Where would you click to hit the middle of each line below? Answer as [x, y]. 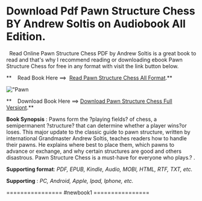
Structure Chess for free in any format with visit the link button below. [93, 66]
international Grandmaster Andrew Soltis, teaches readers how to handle [96, 138]
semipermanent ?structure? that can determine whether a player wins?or [96, 125]
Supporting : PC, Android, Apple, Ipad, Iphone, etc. [70, 181]
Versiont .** [20, 107]
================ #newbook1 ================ [78, 192]
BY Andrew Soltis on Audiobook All [96, 24]
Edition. [26, 37]
